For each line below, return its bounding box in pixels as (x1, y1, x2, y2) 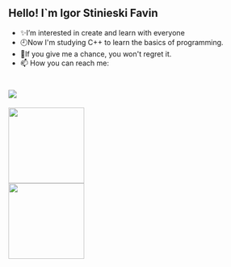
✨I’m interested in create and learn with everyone (19, 27, 186, 37)
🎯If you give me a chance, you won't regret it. (19, 48, 172, 59)
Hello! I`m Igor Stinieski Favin (8, 6, 158, 20)
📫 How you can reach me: (19, 58, 110, 68)
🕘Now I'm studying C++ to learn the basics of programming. (19, 37, 224, 47)
